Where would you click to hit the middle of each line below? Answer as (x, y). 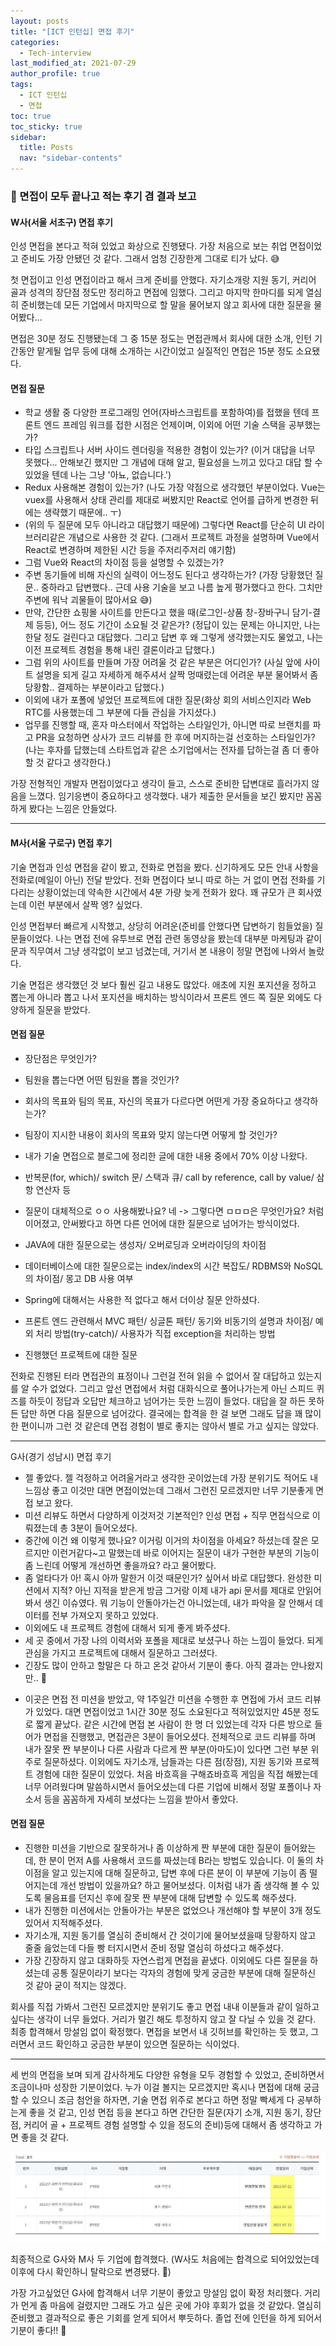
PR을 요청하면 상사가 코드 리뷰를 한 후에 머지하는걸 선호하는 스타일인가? (175, 737)
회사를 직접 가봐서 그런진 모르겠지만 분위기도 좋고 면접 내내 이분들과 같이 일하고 (165, 2006)
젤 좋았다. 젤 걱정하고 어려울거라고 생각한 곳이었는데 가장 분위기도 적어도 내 (171, 1477)
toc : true (31, 116)
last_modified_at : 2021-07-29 (73, 63)
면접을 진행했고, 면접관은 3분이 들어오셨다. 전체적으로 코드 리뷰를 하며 (180, 1736)
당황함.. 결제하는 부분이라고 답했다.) (94, 687)
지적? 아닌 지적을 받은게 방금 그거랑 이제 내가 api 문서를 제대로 (173, 1590)
